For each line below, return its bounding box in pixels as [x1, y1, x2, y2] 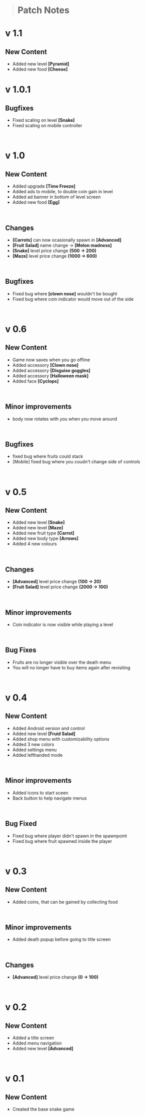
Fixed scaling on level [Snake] [12, 117, 75, 123]
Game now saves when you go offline [12, 357, 90, 363]
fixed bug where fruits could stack [12, 453, 83, 459]
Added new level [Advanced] [12, 1046, 73, 1052]
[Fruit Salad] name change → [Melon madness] [12, 243, 112, 248]
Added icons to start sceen [12, 789, 68, 795]
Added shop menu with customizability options [12, 736, 109, 742]
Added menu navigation [12, 1040, 62, 1046]
